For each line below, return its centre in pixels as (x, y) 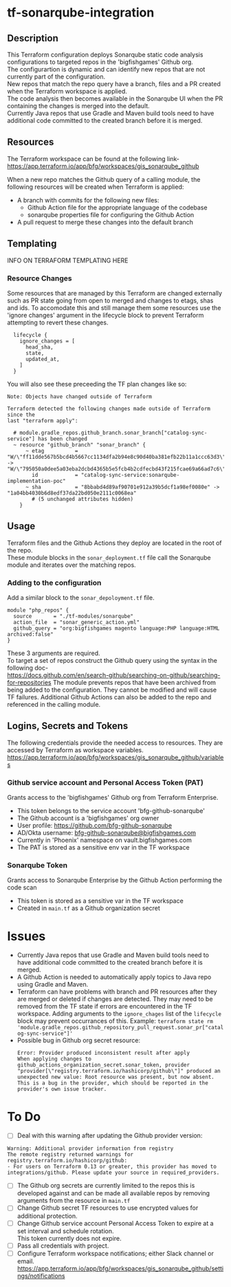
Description (33, 38)
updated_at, (42, 359)
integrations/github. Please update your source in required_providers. (113, 1173)
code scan (22, 887)
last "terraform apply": (43, 421)
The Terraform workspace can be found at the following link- (93, 158)
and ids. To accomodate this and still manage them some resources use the (114, 307)
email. (25, 1261)
